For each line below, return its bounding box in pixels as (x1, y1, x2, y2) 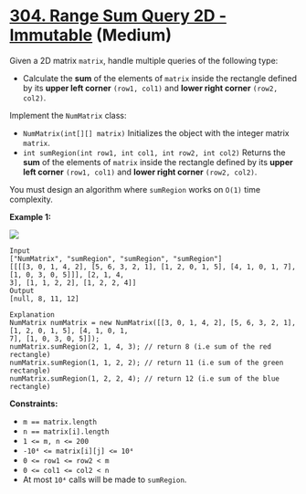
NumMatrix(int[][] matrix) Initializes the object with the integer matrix (22, 127, 290, 138)
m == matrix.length (22, 417, 98, 426)
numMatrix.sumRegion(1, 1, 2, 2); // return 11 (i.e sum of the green (9, 358, 284, 367)
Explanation (9, 310, 55, 320)
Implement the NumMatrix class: (9, 110, 127, 121)
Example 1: (9, 211, 52, 222)
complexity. (9, 194, 53, 205)
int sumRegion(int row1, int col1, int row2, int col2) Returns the (22, 147, 286, 158)
